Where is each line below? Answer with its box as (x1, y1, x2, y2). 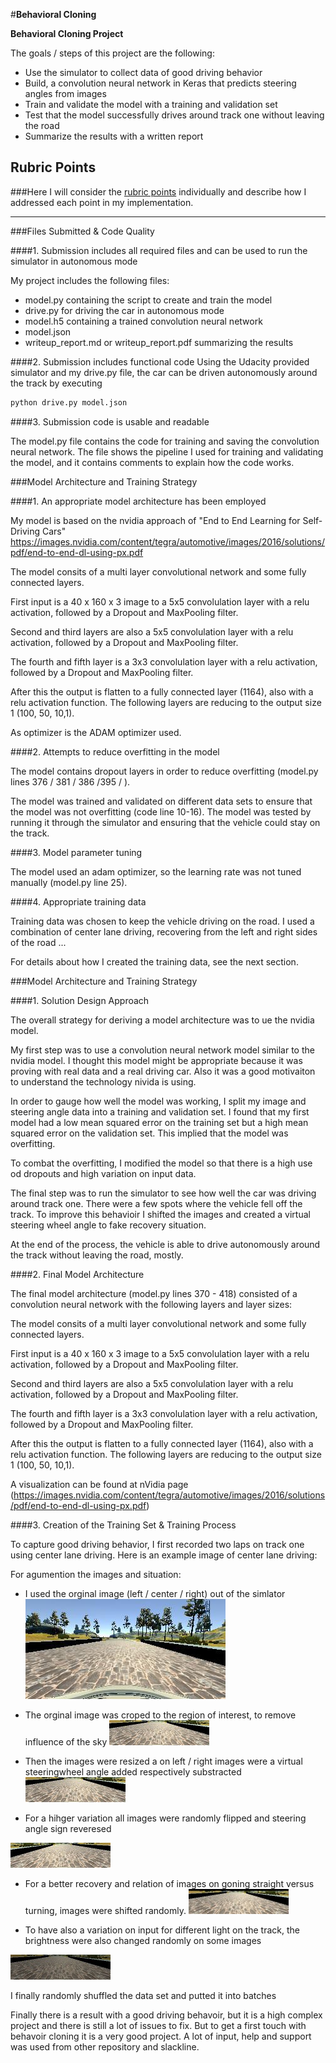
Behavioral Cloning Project (10, 28, 124, 39)
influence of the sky (24, 1735, 108, 1748)
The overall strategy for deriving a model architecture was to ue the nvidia (10, 1014, 315, 1026)
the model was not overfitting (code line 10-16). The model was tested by (10, 805, 312, 818)
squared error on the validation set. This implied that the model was (10, 1127, 289, 1139)
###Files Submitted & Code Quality (10, 225, 155, 237)
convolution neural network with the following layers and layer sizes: (10, 1298, 293, 1310)
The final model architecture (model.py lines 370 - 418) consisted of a (10, 1287, 298, 1299)
